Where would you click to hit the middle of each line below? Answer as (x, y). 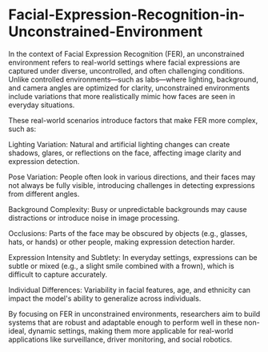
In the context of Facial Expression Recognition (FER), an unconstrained (126, 54)
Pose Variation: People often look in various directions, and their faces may (132, 177)
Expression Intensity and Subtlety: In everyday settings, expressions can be (133, 257)
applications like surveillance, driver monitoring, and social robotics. (120, 339)
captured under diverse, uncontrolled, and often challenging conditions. (127, 70)
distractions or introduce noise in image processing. (94, 218)
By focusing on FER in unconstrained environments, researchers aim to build (134, 314)
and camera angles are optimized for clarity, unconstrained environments (129, 88)
